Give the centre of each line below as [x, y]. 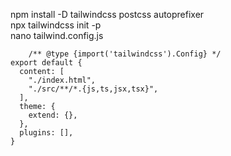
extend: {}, [53, 115]
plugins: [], [46, 133]
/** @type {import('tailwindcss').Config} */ [125, 54]
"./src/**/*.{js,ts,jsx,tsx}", [93, 89]
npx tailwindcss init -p [56, 25]
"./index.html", [62, 80]
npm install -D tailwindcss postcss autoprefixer [107, 14]
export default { [46, 63]
